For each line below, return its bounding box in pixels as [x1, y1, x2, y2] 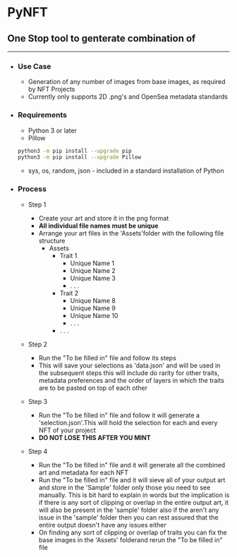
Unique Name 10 [70, 311, 119, 319]
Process [17, 184, 47, 194]
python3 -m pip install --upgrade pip [17, 147, 132, 154]
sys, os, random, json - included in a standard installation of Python [28, 166, 224, 175]
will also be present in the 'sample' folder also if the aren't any [38, 506, 219, 514]
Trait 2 [59, 288, 79, 297]
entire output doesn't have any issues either [38, 520, 167, 529]
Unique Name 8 [70, 296, 116, 305]
